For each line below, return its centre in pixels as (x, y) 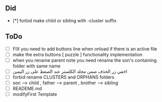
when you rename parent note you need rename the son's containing (85, 60)
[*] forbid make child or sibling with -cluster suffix (65, 20)
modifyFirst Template (35, 94)
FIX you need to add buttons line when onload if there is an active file (85, 49)
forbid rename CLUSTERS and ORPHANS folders (64, 77)
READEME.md (27, 89)
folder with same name (36, 66)
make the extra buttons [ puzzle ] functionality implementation (77, 54)
